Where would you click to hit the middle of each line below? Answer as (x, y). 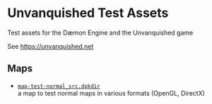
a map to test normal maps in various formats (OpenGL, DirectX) (111, 93)
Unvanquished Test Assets (88, 13)
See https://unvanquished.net (51, 46)
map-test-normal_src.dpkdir (59, 86)
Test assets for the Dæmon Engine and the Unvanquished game (100, 33)
